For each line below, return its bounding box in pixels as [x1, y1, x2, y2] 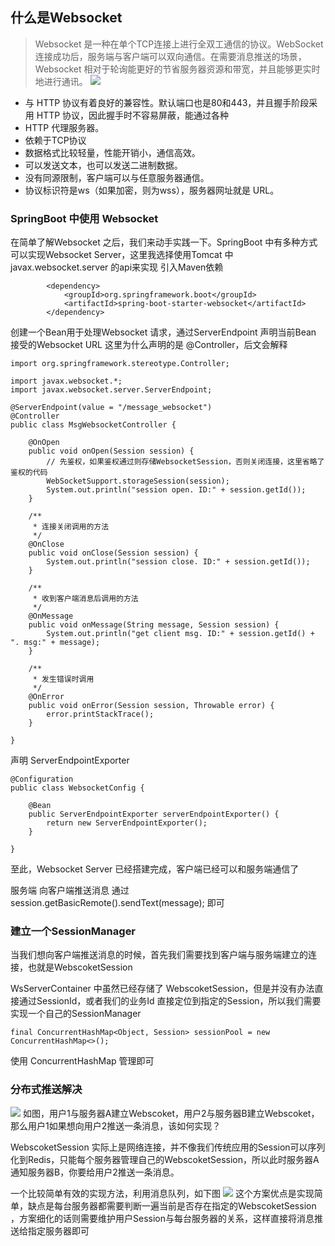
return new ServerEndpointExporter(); [46, 818, 208, 828]
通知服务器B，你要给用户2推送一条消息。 [10, 1166, 180, 1178]
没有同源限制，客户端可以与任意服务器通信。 [24, 171, 210, 183]
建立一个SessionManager [10, 924, 137, 938]
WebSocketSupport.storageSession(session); [46, 476, 230, 487]
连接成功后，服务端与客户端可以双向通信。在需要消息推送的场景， [34, 50, 307, 62]
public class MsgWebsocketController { [10, 420, 177, 430]
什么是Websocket [10, 9, 123, 27]
